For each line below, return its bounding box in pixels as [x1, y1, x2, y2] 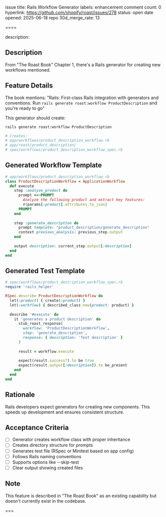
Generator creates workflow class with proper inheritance [12, 436, 130, 442]
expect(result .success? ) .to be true [18, 358, 94, 363]
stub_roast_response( [18, 321, 63, 326]
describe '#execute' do [9, 312, 58, 317]
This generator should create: [5, 114, 66, 121]
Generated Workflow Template [5, 161, 102, 170]
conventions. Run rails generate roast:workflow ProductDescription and [5, 100, 158, 106]
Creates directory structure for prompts [12, 442, 93, 448]
